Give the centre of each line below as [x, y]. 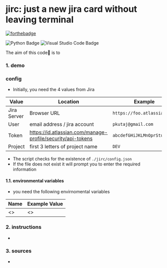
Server [16, 116]
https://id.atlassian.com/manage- [69, 132]
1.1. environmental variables [35, 181]
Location [69, 102]
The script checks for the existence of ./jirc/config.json [72, 159]
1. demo [15, 65]
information [25, 169]
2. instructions [24, 227]
